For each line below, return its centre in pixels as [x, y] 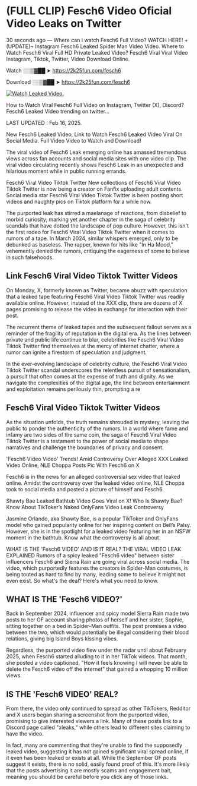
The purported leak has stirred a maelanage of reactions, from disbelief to [96, 213]
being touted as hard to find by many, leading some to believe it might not [96, 574]
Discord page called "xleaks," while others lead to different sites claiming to [98, 727]
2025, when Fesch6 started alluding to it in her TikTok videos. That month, [97, 656]
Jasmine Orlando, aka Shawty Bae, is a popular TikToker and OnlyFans [92, 519]
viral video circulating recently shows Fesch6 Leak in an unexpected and [95, 165]
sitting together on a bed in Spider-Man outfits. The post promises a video [96, 626]
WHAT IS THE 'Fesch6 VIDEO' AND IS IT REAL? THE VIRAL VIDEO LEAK [94, 549]
